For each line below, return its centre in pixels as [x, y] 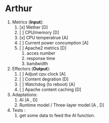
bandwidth [37, 63]
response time [41, 58]
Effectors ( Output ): [31, 68]
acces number [41, 53]
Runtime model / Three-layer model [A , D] [62, 105]
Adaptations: [25, 94]
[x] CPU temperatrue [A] [44, 38]
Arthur [19, 9]
